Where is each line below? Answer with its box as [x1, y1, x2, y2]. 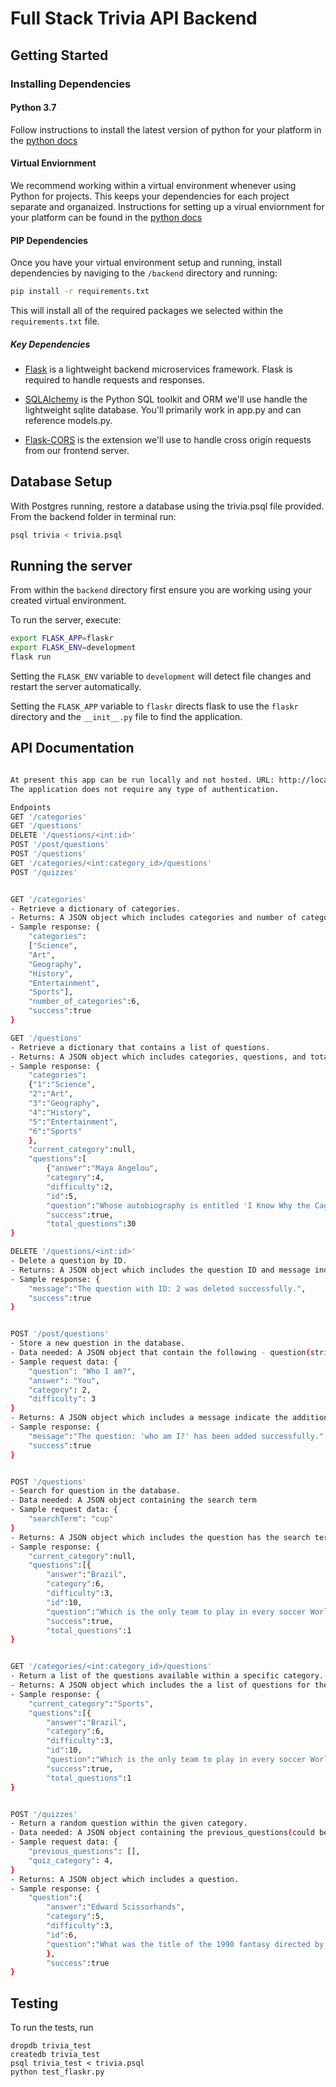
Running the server [10, 558, 133, 575]
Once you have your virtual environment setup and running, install [10, 257, 282, 269]
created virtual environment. [10, 595, 127, 607]
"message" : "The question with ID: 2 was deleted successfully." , [28, 1283, 307, 1294]
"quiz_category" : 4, [28, 1855, 114, 1866]
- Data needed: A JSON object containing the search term [10, 1495, 257, 1506]
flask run [10, 652, 52, 662]
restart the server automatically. [10, 681, 142, 693]
